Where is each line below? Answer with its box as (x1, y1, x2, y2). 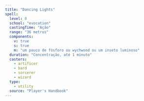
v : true (14, 39, 29, 44)
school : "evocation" (9, 20, 51, 26)
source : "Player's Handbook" (9, 88, 68, 93)
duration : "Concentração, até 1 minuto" (9, 52, 92, 57)
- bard (14, 66, 27, 71)
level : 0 (9, 16, 27, 21)
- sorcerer (14, 70, 36, 75)
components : (9, 34, 34, 39)
